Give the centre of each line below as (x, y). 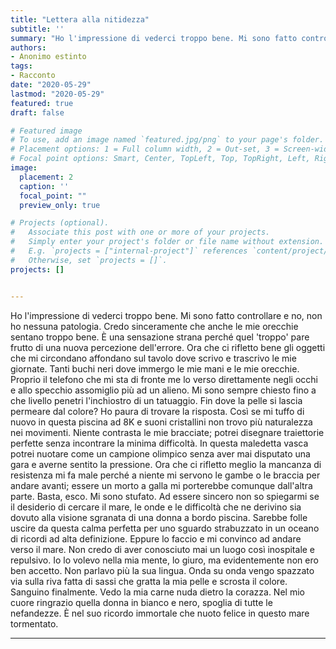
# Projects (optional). (60, 223)
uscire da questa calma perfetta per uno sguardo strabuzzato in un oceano (165, 528)
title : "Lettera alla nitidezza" (80, 19)
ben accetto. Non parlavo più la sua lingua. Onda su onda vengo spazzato (162, 570)
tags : (21, 66)
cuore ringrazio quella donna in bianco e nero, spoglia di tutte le (141, 602)
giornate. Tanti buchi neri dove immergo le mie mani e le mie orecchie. (155, 368)
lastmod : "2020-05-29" (57, 94)
